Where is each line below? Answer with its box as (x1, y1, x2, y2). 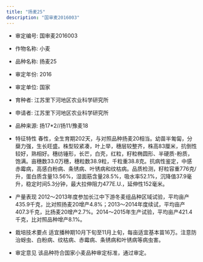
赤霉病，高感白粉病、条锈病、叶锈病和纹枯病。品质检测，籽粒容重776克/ (15, 165, 197, 172)
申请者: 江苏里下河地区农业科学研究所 (15, 109, 109, 116)
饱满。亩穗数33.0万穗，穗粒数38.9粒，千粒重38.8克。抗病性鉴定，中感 (15, 157, 193, 165)
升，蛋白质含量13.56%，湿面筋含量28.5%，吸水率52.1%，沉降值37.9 (15, 172, 187, 180)
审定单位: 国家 (15, 83, 50, 91)
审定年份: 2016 (15, 70, 52, 77)
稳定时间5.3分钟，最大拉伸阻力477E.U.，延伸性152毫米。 (25, 180, 168, 188)
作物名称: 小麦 (15, 45, 50, 52)
